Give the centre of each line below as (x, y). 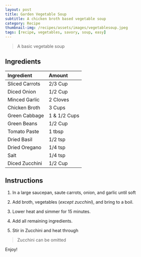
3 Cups (57, 107)
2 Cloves (59, 99)
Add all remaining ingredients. (42, 221)
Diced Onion (22, 92)
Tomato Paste (23, 131)
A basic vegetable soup (41, 46)
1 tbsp (56, 131)
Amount (58, 75)
